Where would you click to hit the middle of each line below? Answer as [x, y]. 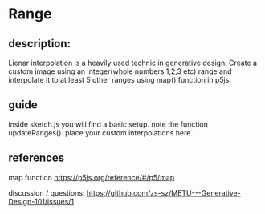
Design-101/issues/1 [41, 201]
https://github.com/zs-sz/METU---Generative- [163, 192]
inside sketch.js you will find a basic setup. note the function [108, 124]
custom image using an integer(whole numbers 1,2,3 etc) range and [120, 71]
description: [39, 44]
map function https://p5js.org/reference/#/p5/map [92, 177]
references [37, 158]
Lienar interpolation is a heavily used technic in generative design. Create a [133, 63]
